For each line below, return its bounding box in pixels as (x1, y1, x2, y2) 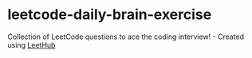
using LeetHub (7, 40, 56, 49)
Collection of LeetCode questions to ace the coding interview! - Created (7, 32, 245, 41)
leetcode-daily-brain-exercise (7, 6, 212, 24)
